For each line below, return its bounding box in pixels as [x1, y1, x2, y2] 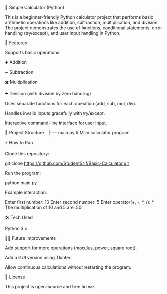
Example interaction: [5, 189, 47, 195]
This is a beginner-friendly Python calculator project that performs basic [5, 14, 153, 20]
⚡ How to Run [5, 140, 33, 145]
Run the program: [5, 170, 41, 176]
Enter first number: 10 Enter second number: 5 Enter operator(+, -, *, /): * [5, 199, 154, 205]
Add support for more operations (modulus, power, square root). [5, 245, 137, 251]
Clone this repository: [5, 151, 50, 156]
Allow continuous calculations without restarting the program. [5, 264, 132, 270]
